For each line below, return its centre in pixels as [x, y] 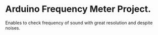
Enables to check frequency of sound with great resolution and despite [79, 23]
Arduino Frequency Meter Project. [78, 9]
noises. [13, 28]
